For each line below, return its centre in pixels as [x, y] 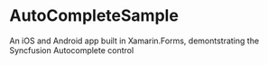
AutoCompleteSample [94, 16]
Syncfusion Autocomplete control [72, 50]
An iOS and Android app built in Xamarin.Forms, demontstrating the [134, 41]
